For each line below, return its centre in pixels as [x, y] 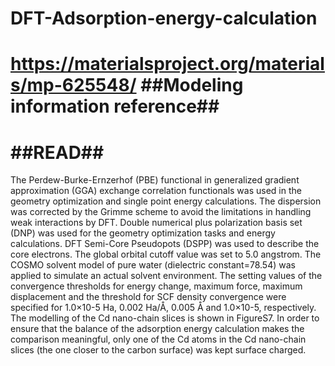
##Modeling [192, 85]
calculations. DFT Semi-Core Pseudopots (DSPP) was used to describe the [165, 244]
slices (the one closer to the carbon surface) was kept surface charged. [158, 350]
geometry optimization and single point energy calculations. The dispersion [166, 201]
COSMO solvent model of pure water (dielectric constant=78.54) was [153, 265]
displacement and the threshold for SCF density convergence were [148, 297]
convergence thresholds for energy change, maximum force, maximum [156, 286]
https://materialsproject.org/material [167, 64]
